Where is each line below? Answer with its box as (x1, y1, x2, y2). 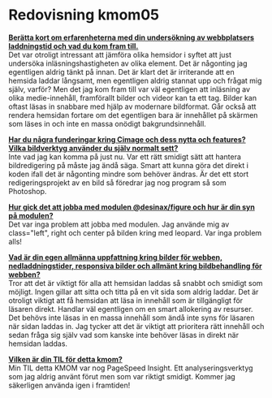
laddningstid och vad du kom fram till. (8, 41, 139, 50)
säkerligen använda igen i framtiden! (8, 380, 131, 390)
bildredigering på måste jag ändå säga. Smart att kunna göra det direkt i (8, 160, 249, 170)
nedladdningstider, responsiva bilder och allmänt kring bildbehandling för (8, 261, 262, 270)
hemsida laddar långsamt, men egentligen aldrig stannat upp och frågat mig (8, 76, 262, 85)
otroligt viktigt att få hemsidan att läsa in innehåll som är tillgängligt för (8, 295, 244, 305)
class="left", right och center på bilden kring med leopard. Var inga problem (8, 227, 262, 237)
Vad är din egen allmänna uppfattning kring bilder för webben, (8, 252, 223, 262)
